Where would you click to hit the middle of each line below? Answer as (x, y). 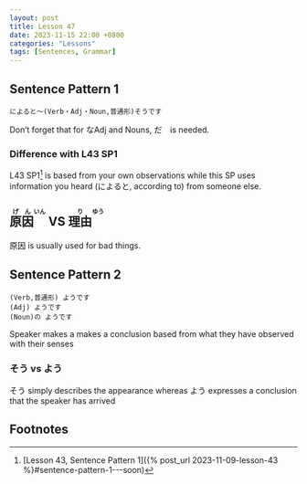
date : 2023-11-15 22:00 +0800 (67, 35)
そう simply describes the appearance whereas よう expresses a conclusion (153, 390)
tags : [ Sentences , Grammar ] (63, 52)
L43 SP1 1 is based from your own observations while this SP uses (132, 174)
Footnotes (39, 430)
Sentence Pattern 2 (65, 275)
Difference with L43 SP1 (64, 153)
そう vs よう (36, 369)
